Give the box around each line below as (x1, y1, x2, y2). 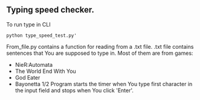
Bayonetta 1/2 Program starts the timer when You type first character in (15, 80, 193, 87)
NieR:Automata (15, 61, 53, 68)
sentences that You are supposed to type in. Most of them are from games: (6, 49, 193, 57)
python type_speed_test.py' (6, 33, 77, 39)
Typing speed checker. (6, 5, 95, 15)
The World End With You (15, 67, 77, 75)
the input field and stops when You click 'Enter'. (15, 87, 134, 94)
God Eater (15, 73, 40, 81)
